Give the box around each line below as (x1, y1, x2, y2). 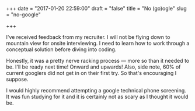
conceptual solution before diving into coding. (6, 46, 117, 53)
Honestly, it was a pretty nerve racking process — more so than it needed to (6, 58, 190, 64)
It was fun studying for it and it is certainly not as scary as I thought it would (6, 93, 189, 100)
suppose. (6, 76, 29, 83)
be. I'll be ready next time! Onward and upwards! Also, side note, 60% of (6, 63, 181, 70)
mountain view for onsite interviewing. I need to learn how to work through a (6, 40, 190, 46)
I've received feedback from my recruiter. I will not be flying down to (6, 34, 170, 40)
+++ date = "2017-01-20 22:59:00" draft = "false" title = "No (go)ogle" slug (6, 5, 187, 12)
